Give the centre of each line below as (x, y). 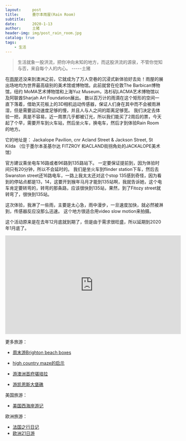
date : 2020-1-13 (29, 24)
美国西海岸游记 (28, 405)
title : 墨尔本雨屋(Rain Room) (41, 15)
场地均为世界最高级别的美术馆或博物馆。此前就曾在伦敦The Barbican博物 (85, 85)
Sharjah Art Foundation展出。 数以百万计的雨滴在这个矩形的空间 (89, 98)
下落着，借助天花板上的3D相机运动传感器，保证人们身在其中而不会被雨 (83, 104)
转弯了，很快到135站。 (29, 194)
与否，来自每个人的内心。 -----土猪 (54, 68)
